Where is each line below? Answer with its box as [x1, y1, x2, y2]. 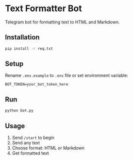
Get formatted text [12, 150, 50, 156]
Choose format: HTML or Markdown [12, 145, 85, 151]
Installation [5, 33, 40, 41]
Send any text [12, 140, 40, 145]
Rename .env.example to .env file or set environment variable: [5, 73, 129, 79]
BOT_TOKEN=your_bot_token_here [5, 82, 68, 87]
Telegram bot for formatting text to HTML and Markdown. [5, 19, 120, 25]
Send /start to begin [12, 135, 55, 140]
